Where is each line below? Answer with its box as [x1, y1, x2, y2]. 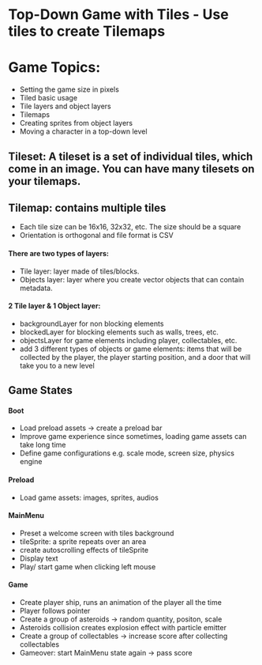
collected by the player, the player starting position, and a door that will [19, 352, 251, 361]
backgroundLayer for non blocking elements [19, 319, 164, 328]
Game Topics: [8, 59, 101, 77]
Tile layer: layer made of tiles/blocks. [19, 266, 140, 276]
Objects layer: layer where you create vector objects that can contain [19, 274, 245, 284]
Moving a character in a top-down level [19, 127, 148, 136]
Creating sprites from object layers [19, 119, 133, 128]
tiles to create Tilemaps [8, 22, 166, 40]
